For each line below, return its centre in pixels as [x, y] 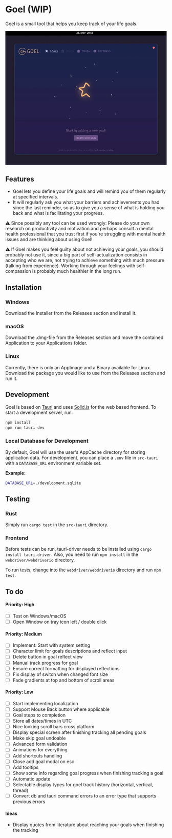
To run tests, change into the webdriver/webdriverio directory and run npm [83, 570]
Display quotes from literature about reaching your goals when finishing [88, 825]
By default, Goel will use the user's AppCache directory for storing [76, 452]
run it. [12, 378]
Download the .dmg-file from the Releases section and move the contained [84, 337]
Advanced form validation [40, 744]
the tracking [25, 830]
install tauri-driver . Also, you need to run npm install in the [72, 554]
